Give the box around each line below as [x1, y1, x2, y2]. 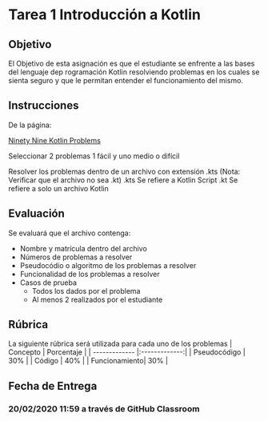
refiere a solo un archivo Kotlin [8, 183, 110, 193]
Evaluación [8, 206, 66, 221]
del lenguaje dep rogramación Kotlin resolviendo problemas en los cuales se [8, 67, 260, 77]
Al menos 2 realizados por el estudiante [31, 295, 163, 304]
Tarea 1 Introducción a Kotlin [8, 6, 202, 24]
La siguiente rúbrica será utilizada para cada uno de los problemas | [8, 339, 233, 349]
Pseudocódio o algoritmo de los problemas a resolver [19, 260, 197, 270]
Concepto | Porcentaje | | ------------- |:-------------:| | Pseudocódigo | [8, 347, 246, 357]
